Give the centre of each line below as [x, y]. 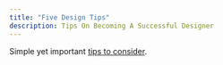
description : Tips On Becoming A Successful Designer [112, 26]
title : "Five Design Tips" [60, 17]
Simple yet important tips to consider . [78, 51]
